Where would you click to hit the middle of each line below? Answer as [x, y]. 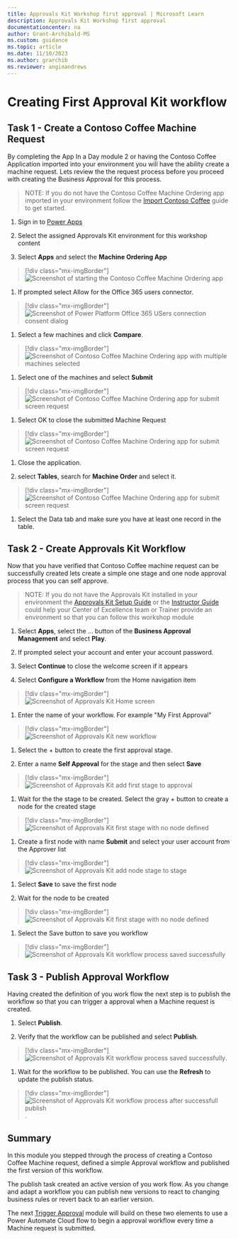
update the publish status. [56, 1079]
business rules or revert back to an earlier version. [81, 1199]
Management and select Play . [62, 639]
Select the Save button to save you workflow [83, 933]
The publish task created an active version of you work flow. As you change [118, 1184]
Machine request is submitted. [52, 1228]
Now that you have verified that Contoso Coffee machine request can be [113, 566]
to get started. [45, 208]
